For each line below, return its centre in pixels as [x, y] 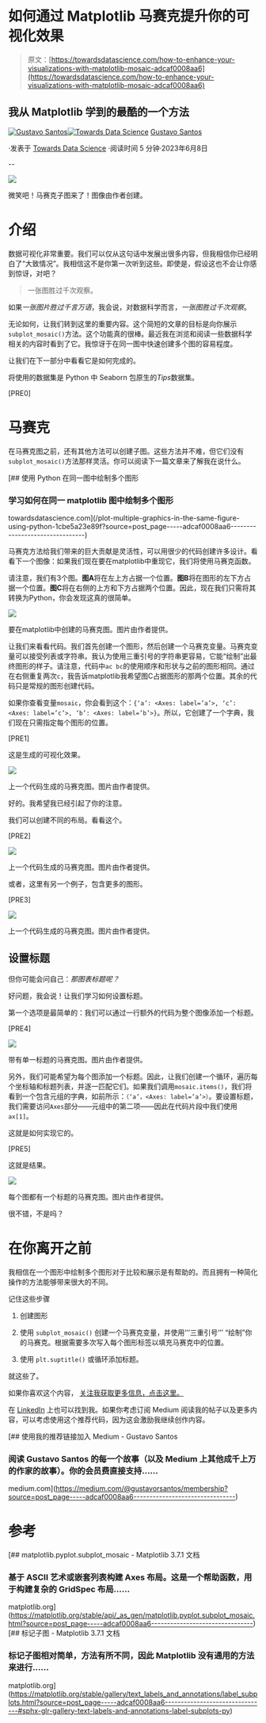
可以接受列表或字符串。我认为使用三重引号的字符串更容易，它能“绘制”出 [133, 656]
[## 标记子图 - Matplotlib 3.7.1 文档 [64, 1633]
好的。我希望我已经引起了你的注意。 [67, 803]
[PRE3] [20, 899]
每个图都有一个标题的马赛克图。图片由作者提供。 [88, 1196]
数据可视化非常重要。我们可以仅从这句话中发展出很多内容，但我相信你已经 [129, 253]
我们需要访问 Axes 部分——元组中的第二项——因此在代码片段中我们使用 [123, 1106]
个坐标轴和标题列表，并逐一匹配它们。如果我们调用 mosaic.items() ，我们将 [130, 1086]
